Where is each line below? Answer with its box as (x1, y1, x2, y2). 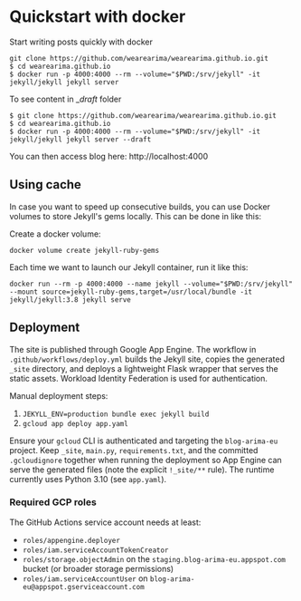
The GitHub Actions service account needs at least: (9, 517, 202, 528)
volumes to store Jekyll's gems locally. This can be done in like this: (9, 210, 262, 221)
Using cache (9, 177, 81, 192)
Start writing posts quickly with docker (9, 36, 154, 47)
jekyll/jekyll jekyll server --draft (9, 134, 152, 144)
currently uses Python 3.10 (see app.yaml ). (9, 473, 167, 484)
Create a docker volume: (9, 228, 101, 239)
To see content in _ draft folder (9, 93, 122, 104)
